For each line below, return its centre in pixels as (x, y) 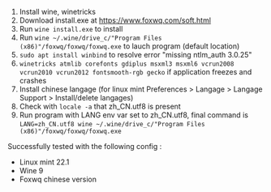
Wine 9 (31, 171)
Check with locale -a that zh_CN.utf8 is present (100, 106)
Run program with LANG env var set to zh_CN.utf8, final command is (134, 115)
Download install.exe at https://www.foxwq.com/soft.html (115, 20)
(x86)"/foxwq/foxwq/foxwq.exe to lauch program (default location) (129, 46)
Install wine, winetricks (58, 12)
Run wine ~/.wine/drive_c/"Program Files (90, 37)
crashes (33, 81)
